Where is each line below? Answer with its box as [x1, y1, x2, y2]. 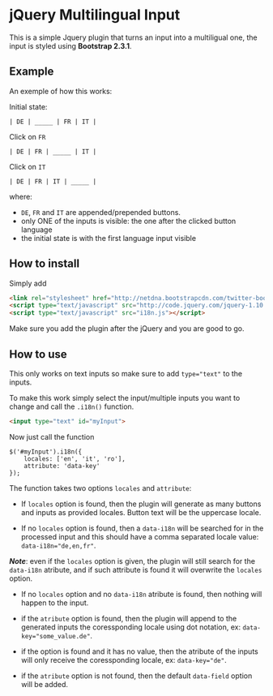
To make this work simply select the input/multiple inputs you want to [9, 393, 241, 402]
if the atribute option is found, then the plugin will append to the [20, 613, 237, 623]
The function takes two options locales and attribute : [9, 483, 192, 492]
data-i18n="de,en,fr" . [20, 540, 96, 550]
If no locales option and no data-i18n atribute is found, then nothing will [20, 589, 262, 599]
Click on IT [9, 161, 46, 171]
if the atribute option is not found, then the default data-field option [20, 671, 253, 681]
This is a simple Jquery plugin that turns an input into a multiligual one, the [9, 32, 258, 42]
